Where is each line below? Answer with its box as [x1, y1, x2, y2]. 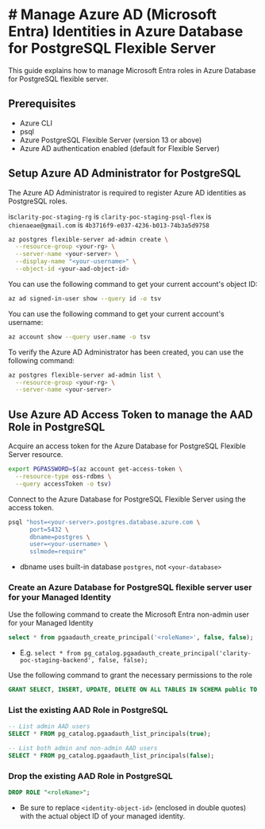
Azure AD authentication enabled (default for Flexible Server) [19, 143, 220, 153]
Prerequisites [8, 97, 76, 110]
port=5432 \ [29, 525, 69, 533]
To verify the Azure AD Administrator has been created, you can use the [8, 347, 244, 357]
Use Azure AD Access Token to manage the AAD [8, 408, 254, 421]
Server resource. [8, 450, 63, 459]
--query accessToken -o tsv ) [15, 479, 112, 488]
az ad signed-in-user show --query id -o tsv [8, 294, 161, 303]
